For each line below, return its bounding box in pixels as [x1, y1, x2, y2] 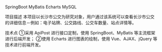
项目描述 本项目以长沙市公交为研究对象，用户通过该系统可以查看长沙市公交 [5, 14, 155, 20]
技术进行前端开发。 [5, 42, 44, 47]
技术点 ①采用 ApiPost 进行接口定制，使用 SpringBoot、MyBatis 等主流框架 [5, 30, 156, 35]
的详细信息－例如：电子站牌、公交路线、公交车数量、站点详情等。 [5, 20, 136, 25]
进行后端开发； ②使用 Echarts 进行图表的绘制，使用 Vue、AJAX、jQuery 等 [5, 36, 158, 42]
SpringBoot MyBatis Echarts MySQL [5, 4, 77, 10]
